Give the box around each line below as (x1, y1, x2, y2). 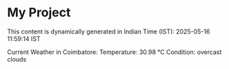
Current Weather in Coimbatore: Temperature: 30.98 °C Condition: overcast (7, 48, 222, 56)
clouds (7, 55, 27, 63)
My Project (7, 5, 71, 20)
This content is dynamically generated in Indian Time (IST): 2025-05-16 (7, 27, 210, 36)
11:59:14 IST (7, 34, 41, 42)
